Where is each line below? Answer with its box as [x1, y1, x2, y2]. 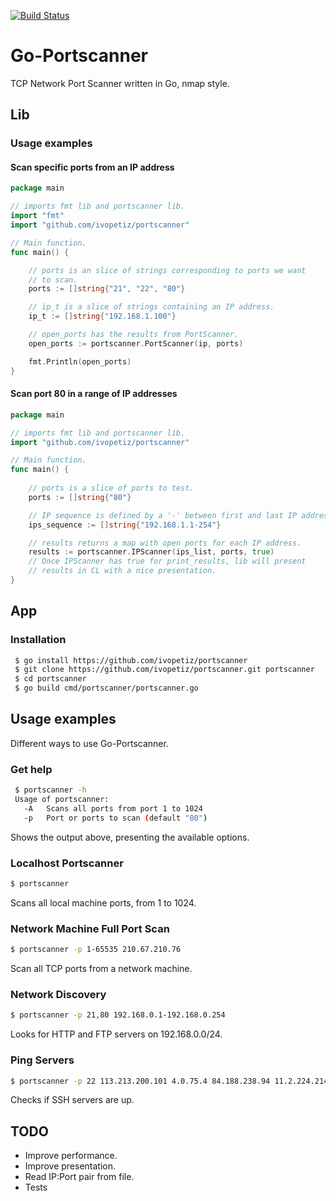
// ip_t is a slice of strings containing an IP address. [28, 302, 275, 312]
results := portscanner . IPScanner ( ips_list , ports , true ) [28, 547, 275, 557]
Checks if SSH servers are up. [10, 1094, 135, 1106]
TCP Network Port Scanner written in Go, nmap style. [10, 77, 230, 89]
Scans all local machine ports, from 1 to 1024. [10, 896, 197, 909]
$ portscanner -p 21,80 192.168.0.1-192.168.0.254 [10, 1010, 226, 1020]
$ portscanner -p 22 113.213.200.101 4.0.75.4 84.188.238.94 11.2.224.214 [10, 1076, 329, 1086]
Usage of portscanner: [14, 795, 110, 805]
